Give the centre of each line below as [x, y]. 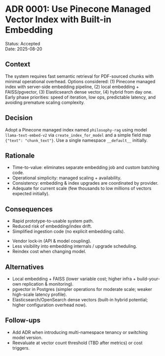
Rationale [20, 155]
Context [18, 64]
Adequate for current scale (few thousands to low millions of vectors [82, 189]
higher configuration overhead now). [49, 305]
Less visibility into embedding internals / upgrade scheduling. [75, 246]
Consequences [29, 209]
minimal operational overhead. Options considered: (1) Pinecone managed [80, 81]
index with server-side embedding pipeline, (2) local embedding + [72, 87]
